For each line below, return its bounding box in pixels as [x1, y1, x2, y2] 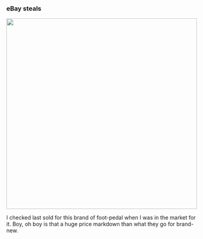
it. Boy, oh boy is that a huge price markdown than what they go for [6, 221, 176, 228]
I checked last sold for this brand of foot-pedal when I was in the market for [6, 214, 196, 221]
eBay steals [6, 4, 41, 13]
